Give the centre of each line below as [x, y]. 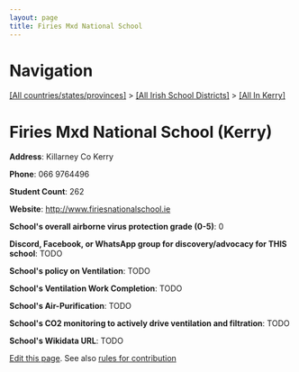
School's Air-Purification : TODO [71, 306]
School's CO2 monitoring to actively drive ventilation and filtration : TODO [149, 323]
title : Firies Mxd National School [76, 26]
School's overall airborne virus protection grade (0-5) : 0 [117, 227]
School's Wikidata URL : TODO [67, 341]
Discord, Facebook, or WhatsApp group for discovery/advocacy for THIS [148, 244]
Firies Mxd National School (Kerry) [141, 132]
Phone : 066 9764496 [50, 174]
